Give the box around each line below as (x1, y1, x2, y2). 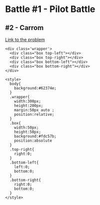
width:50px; (14, 125, 39, 130)
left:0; (14, 164, 30, 169)
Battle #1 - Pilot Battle (5, 3, 96, 15)
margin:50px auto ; (14, 107, 55, 112)
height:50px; (14, 129, 41, 134)
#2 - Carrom (5, 23, 44, 32)
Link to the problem (5, 36, 45, 42)
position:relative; (14, 112, 55, 117)
